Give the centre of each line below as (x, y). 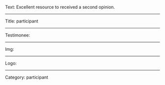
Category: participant (27, 77)
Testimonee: (18, 35)
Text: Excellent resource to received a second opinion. (60, 7)
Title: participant (22, 21)
